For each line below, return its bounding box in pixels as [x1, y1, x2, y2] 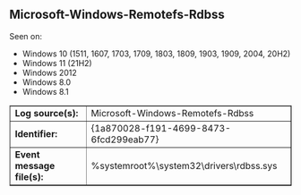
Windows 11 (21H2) [21, 57, 92, 68]
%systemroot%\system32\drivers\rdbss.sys [90, 159, 278, 172]
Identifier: [14, 127, 58, 140]
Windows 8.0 [21, 76, 72, 88]
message [14, 159, 56, 172]
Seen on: [9, 30, 43, 41]
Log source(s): [14, 106, 79, 119]
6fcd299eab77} [90, 133, 159, 146]
